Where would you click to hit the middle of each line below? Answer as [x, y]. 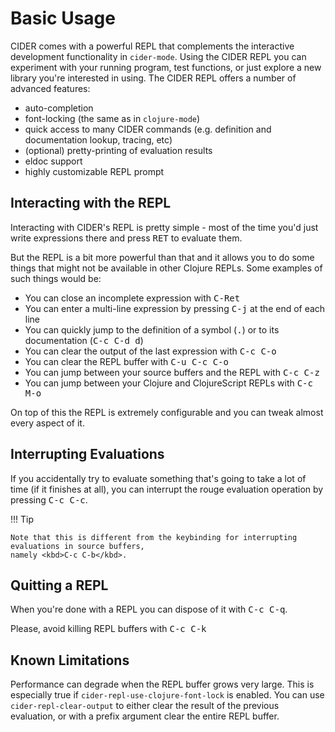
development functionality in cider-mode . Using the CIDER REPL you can [158, 56]
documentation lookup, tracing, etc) [98, 139]
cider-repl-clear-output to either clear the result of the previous [145, 706]
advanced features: [50, 88]
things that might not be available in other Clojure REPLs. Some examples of [166, 268]
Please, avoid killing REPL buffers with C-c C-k [108, 629]
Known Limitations [70, 660]
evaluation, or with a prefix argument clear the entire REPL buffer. [145, 716]
